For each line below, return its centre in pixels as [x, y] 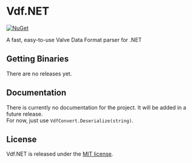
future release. [25, 114]
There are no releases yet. [39, 74]
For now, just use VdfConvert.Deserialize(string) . [70, 120]
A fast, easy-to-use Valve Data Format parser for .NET [74, 40]
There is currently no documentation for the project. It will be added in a [96, 107]
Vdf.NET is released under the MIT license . [60, 154]
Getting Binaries [37, 59]
